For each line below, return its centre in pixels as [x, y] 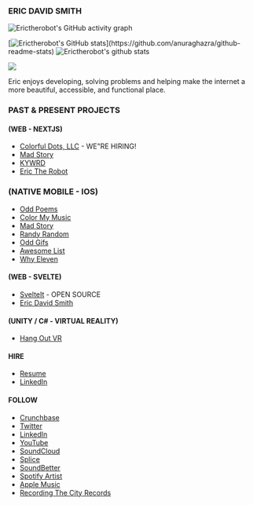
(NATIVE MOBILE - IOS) [53, 192]
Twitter [31, 426]
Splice [30, 459]
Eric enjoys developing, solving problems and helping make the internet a [127, 82]
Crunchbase [40, 417]
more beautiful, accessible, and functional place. [87, 90]
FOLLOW [23, 400]
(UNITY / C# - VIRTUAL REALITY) [64, 320]
